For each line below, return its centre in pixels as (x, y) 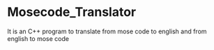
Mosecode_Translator (72, 12)
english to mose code (38, 38)
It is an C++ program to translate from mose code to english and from (107, 31)
